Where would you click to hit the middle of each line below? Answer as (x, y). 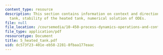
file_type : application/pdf (33, 32)
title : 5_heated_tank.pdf (31, 41)
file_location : (20, 27)
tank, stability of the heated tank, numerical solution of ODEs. (78, 18)
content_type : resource (29, 9)
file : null (16, 23)
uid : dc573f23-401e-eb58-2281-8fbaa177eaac (50, 45)
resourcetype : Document (29, 36)
